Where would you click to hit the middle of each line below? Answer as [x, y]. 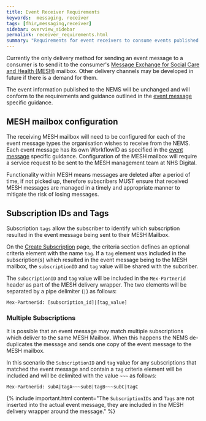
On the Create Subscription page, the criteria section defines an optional [98, 247]
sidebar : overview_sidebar [41, 29]
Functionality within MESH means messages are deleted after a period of [98, 174]
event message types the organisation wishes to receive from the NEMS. [98, 143]
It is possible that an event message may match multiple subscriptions [95, 331]
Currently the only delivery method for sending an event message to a [95, 58]
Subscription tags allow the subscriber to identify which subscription [93, 228]
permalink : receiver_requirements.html [57, 35]
